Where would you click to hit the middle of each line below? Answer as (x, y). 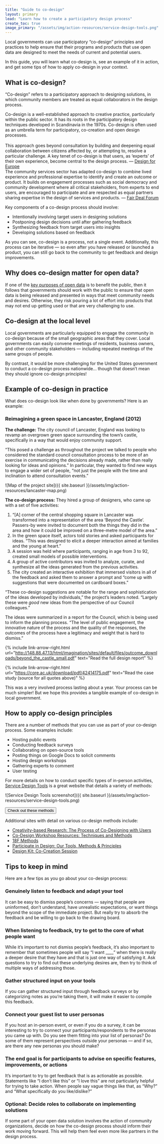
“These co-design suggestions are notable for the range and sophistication (81, 592)
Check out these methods (31, 811)
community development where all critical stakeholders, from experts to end (82, 187)
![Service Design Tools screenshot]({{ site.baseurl (56, 795)
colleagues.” (18, 607)
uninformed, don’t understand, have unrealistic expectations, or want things (82, 907)
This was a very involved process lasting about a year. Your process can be (81, 687)
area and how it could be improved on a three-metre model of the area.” (85, 530)
